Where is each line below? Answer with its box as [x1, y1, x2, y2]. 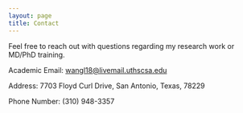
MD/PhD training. [8, 50, 66, 59]
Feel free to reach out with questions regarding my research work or [8, 41, 235, 50]
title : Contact [8, 19, 60, 27]
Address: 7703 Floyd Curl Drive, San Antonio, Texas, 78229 [8, 81, 205, 91]
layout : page [8, 11, 52, 20]
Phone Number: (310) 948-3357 [8, 96, 115, 106]
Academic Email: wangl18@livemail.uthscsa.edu [8, 65, 167, 75]
